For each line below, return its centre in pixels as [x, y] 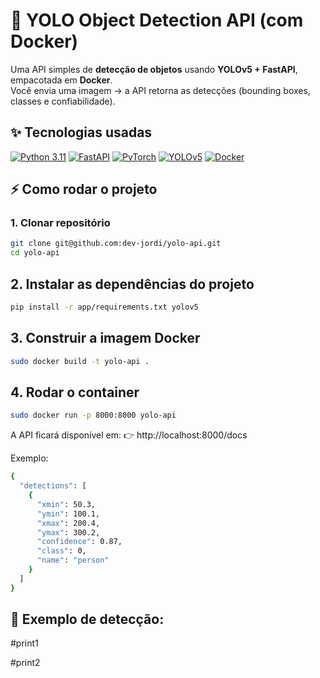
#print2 [25, 663]
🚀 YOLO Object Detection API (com [157, 20]
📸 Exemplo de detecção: [87, 619]
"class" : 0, [61, 551]
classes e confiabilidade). [63, 101]
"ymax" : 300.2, [68, 532]
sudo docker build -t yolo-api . [80, 361]
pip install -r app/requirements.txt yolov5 [104, 307]
